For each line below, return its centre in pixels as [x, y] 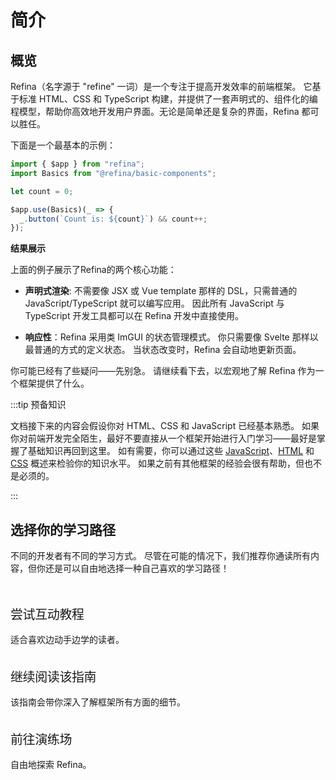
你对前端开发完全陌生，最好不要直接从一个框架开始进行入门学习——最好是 [163, 438]
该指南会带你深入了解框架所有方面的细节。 [98, 702]
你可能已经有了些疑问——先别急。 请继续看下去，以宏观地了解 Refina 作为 [163, 371]
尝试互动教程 [47, 615]
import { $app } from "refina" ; [77, 164]
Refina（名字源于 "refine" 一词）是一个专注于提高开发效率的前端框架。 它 [161, 86]
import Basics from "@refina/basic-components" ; [113, 173]
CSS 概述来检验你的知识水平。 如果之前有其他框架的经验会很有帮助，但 [157, 463]
